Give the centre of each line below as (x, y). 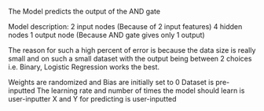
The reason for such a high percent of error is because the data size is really (132, 50)
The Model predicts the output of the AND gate (84, 11)
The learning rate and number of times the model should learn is (141, 91)
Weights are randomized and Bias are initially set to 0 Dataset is (111, 82)
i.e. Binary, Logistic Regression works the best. (84, 67)
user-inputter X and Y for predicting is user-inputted (92, 99)
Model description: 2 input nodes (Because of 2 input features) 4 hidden (125, 26)
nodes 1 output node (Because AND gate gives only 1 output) (107, 35)
